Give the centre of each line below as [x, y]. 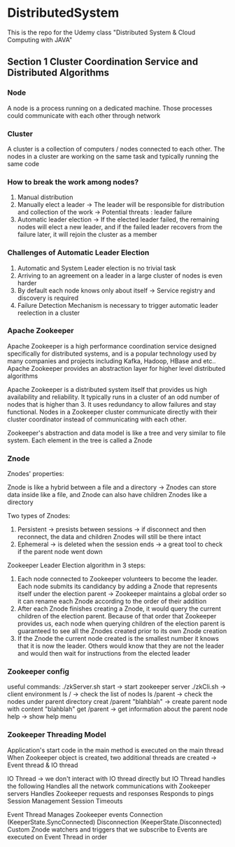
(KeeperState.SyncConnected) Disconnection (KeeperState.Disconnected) [115, 822]
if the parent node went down [60, 552]
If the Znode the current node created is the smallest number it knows [118, 639]
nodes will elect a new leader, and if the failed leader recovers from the [120, 227]
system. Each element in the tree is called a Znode [80, 440]
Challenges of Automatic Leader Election [78, 252]
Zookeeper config [38, 672]
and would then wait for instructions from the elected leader [104, 653]
